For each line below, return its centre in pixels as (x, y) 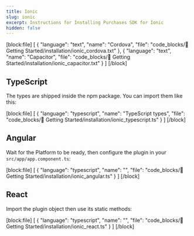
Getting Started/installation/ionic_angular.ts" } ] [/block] (73, 176)
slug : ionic (21, 17)
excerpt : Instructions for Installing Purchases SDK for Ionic (85, 22)
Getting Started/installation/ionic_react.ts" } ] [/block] (70, 226)
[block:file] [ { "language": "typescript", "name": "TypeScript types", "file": (96, 114)
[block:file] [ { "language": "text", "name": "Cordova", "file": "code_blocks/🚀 (97, 45)
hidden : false (23, 28)
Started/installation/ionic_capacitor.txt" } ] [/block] (67, 63)
